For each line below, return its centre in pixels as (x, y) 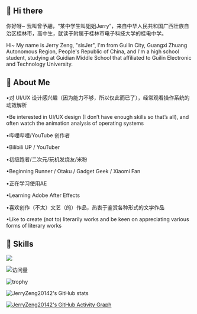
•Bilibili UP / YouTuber (33, 147)
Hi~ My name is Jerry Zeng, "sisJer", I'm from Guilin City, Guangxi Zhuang (97, 45)
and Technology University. (39, 64)
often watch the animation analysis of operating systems (75, 123)
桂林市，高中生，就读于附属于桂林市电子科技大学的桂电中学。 (91, 33)
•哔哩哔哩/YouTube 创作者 (38, 135)
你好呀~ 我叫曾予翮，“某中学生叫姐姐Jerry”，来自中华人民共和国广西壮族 (95, 26)
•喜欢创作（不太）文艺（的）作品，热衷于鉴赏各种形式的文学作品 (85, 207)
